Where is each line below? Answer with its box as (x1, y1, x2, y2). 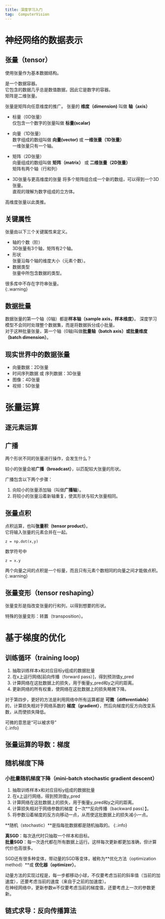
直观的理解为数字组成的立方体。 (12, 188, 77, 194)
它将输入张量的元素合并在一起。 (5, 529, 70, 535)
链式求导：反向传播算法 (5, 907, 76, 915)
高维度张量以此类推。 (5, 199, 48, 205)
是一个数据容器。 (5, 80, 40, 86)
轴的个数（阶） (12, 239, 43, 245)
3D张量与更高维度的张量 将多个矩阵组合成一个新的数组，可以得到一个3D (12, 176, 159, 182)
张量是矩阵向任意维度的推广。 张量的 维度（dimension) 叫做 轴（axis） (5, 103, 150, 109)
